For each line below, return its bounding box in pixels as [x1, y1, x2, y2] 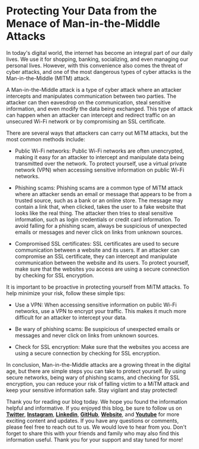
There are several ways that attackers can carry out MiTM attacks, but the [6, 129, 188, 137]
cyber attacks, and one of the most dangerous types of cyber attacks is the [6, 68, 192, 75]
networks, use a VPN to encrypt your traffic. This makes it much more [14, 307, 186, 314]
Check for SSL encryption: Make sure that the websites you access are [14, 343, 189, 350]
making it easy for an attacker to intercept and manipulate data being [14, 153, 185, 160]
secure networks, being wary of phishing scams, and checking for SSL [6, 374, 180, 381]
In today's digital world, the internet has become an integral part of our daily [6, 49, 193, 56]
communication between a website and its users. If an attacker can [14, 246, 180, 253]
